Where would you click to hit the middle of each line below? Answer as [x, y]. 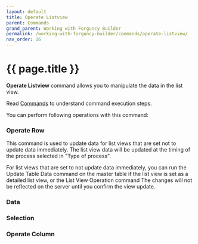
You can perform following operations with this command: [78, 115]
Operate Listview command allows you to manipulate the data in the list [95, 85]
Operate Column [30, 234]
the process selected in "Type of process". [59, 156]
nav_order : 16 [24, 39]
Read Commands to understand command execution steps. [79, 103]
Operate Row [25, 130]
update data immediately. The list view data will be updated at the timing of [98, 150]
